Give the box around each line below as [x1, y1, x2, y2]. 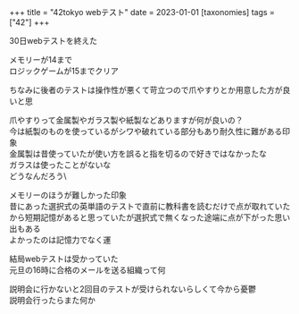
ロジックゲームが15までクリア [9, 65, 119, 76]
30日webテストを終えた [9, 36, 98, 46]
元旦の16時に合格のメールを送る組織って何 [9, 265, 166, 275]
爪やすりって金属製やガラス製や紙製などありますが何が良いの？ [9, 115, 244, 125]
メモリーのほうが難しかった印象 [9, 190, 127, 200]
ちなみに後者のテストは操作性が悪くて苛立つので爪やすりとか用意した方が [9, 85, 283, 95]
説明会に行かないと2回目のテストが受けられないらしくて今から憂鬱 [9, 284, 257, 294]
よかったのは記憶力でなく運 [9, 234, 112, 245]
